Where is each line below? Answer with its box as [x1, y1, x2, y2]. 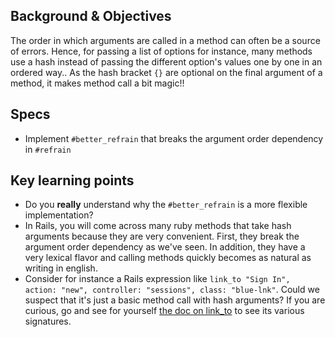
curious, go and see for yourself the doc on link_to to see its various [24, 305, 305, 317]
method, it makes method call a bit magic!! [10, 77, 185, 89]
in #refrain [24, 143, 72, 155]
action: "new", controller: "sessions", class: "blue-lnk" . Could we [24, 284, 320, 296]
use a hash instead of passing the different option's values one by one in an [10, 55, 323, 68]
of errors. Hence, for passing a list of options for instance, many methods [10, 45, 313, 57]
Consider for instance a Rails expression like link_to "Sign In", [24, 273, 291, 285]
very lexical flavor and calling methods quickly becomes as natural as [24, 252, 312, 264]
